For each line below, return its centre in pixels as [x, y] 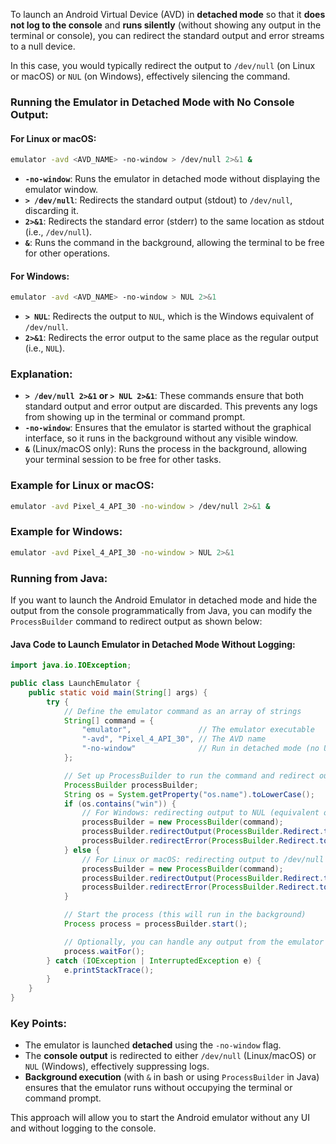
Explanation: [41, 374]
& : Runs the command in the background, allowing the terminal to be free [174, 242]
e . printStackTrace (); [109, 970]
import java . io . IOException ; [71, 665]
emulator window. [61, 189]
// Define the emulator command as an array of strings [182, 711]
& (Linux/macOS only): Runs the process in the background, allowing [166, 449]
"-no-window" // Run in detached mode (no [200, 749]
